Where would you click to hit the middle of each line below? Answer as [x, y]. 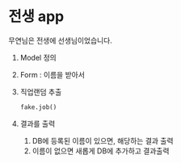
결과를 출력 [38, 123]
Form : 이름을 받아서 [52, 74]
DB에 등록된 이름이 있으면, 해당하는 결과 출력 [103, 140]
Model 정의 [38, 57]
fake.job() [38, 107]
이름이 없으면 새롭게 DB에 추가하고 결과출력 [101, 151]
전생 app [36, 17]
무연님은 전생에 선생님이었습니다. [61, 40]
